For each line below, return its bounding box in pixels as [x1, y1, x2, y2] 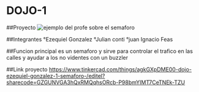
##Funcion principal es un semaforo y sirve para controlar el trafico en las [6, 47, 193, 55]
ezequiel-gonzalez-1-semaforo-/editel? [6, 72, 105, 79]
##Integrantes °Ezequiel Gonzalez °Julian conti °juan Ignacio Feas [6, 35, 173, 43]
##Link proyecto [6, 65, 48, 73]
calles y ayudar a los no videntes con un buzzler [6, 54, 129, 61]
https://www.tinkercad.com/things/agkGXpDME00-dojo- [48, 65, 192, 73]
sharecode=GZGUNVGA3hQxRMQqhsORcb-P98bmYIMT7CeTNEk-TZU [6, 79, 186, 86]
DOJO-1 [6, 4, 47, 18]
